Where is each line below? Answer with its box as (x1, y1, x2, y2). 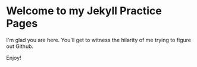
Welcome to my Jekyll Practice (6, 4, 162, 18)
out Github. (6, 43, 34, 50)
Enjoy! (6, 54, 22, 61)
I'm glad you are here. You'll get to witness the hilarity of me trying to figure (6, 36, 192, 43)
